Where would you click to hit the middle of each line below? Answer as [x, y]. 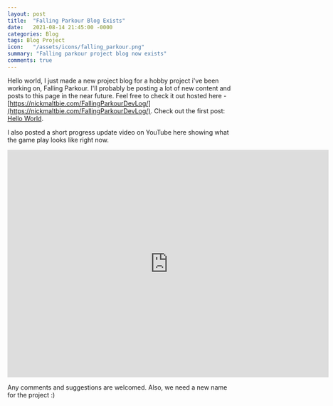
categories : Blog [33, 34]
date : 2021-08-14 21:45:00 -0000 [60, 27]
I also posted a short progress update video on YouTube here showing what [118, 132]
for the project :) [31, 395]
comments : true [30, 61]
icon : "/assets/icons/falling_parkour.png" [76, 47]
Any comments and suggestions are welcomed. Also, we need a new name [117, 387]
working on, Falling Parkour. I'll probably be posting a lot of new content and [119, 88]
